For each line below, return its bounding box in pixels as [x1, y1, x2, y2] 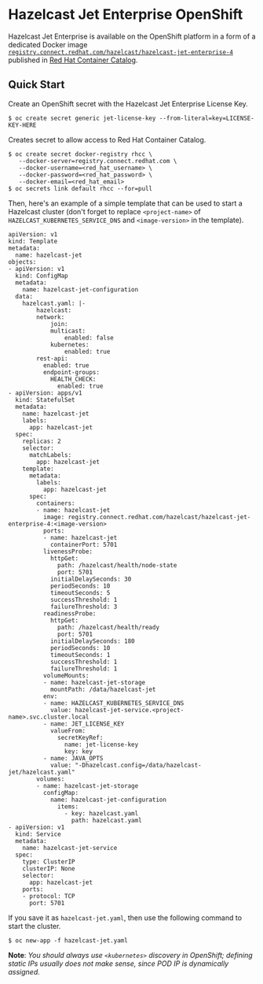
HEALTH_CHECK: [49, 375, 97, 383]
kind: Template [8, 237, 58, 245]
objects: [8, 258, 37, 265]
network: [36, 313, 65, 321]
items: [57, 802, 79, 811]
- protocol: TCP [22, 892, 76, 900]
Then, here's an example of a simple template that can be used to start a [8, 199, 243, 208]
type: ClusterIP [22, 857, 76, 866]
